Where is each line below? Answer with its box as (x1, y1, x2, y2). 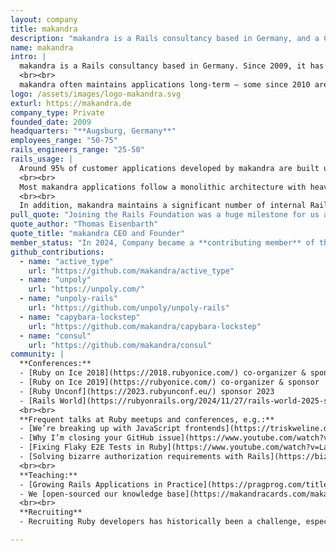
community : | (10, 349, 65, 360)
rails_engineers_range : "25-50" (10, 145, 145, 155)
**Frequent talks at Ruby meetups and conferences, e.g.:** (19, 414, 275, 425)
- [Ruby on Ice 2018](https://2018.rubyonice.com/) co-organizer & (19, 368, 307, 378)
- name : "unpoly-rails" (19, 294, 118, 304)
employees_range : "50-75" (10, 136, 118, 146)
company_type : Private (10, 107, 105, 118)
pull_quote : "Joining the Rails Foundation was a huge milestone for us (10, 210, 320, 220)
